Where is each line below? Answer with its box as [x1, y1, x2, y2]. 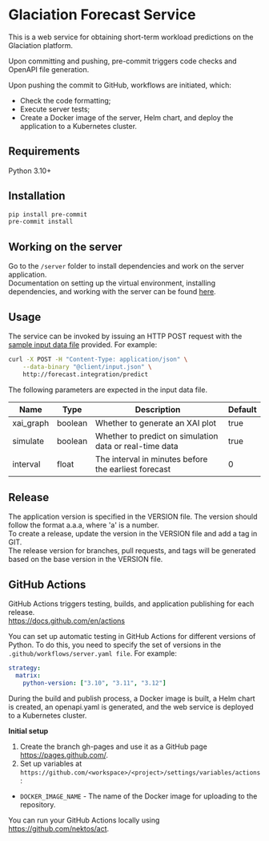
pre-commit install [8, 218, 74, 226]
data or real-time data [94, 440, 179, 451]
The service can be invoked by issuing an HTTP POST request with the [8, 331, 243, 341]
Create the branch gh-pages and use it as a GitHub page [19, 742, 208, 751]
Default [227, 403, 257, 414]
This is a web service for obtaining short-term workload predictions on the [8, 32, 254, 42]
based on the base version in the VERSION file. [8, 555, 163, 564]
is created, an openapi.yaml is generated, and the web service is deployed [8, 702, 254, 711]
